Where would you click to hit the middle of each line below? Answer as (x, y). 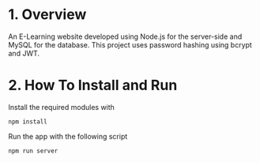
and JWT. (24, 53)
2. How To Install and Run (93, 85)
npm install (28, 121)
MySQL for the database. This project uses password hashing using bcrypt (130, 44)
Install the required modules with (61, 107)
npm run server (33, 151)
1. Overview (47, 15)
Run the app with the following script (68, 136)
